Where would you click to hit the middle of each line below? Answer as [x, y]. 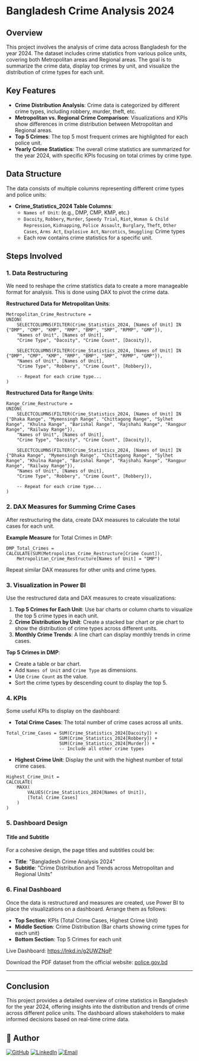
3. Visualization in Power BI [46, 585]
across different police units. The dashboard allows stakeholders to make [95, 1013]
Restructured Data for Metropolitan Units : [58, 304]
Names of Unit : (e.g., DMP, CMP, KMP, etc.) [76, 212]
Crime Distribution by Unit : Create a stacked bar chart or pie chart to [99, 622]
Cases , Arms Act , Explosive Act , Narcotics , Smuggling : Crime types [104, 231]
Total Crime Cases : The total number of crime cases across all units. [99, 722]
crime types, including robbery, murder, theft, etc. [75, 111]
